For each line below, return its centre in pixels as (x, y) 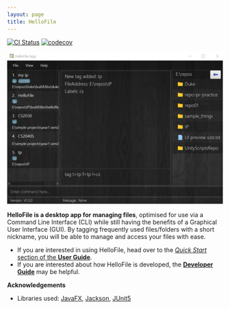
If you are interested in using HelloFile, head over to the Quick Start (112, 249)
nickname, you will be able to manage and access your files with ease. (106, 236)
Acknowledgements (37, 285)
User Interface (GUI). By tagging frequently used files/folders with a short (111, 229)
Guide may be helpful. (48, 271)
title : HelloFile (32, 22)
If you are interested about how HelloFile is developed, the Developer (115, 264)
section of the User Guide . (54, 257)
